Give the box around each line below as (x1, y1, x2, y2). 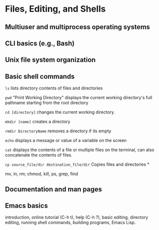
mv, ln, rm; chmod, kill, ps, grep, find (5, 171, 78, 177)
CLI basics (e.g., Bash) (5, 39, 75, 47)
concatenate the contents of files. (5, 152, 73, 158)
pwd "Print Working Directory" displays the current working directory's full (5, 95, 152, 101)
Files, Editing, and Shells (5, 3, 106, 15)
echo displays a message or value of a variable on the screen (5, 138, 127, 143)
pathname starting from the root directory (5, 100, 88, 106)
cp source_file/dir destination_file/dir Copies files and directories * (5, 161, 150, 167)
